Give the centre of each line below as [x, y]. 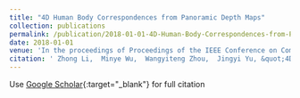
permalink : [29, 34]
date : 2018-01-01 [42, 42]
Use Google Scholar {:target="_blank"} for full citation [107, 84]
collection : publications [57, 26]
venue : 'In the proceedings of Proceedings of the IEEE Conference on [143, 51]
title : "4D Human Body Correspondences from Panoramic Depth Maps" [137, 17]
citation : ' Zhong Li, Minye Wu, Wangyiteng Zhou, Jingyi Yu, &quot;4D [151, 59]
